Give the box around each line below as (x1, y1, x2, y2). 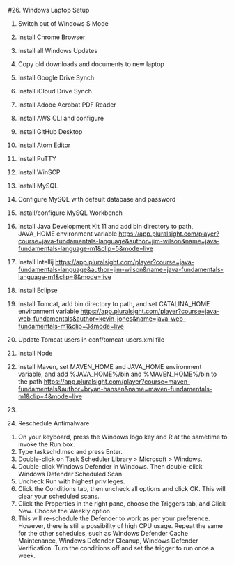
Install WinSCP (17, 168, 61, 176)
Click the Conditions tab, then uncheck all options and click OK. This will (17, 485, 226, 492)
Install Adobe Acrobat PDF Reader (17, 100, 117, 109)
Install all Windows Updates (17, 47, 98, 54)
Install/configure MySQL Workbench (17, 209, 123, 217)
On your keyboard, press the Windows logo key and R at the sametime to (17, 432, 228, 441)
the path (17, 377, 42, 386)
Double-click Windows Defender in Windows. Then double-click (17, 462, 203, 470)
